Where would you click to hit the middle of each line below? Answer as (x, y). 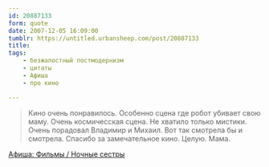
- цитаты (37, 68)
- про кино (41, 83)
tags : (17, 53)
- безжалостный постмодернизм (73, 61)
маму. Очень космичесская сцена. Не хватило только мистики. (137, 121)
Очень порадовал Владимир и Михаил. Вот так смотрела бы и (135, 130)
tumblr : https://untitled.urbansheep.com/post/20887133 (104, 38)
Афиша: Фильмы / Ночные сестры (67, 154)
